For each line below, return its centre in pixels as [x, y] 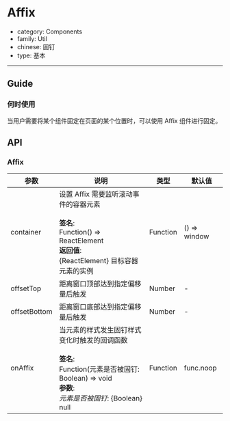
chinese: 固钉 [36, 46]
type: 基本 [31, 55]
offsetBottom [31, 312]
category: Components [50, 31]
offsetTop [26, 288]
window [196, 236]
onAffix [22, 368]
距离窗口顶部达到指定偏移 [100, 284]
